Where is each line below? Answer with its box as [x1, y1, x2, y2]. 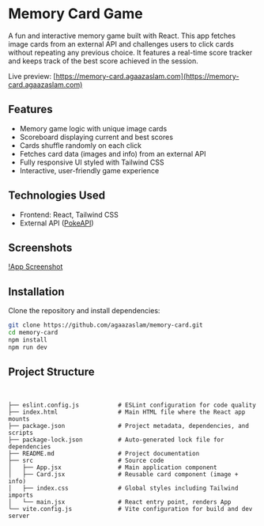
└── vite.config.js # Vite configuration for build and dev [8, 505, 253, 513]
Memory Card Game [8, 5, 144, 23]
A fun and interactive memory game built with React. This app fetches [8, 31, 236, 40]
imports [8, 491, 34, 499]
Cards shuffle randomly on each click [19, 140, 142, 150]
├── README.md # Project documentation [8, 449, 200, 457]
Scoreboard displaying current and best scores [19, 132, 174, 142]
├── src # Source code [8, 456, 164, 464]
